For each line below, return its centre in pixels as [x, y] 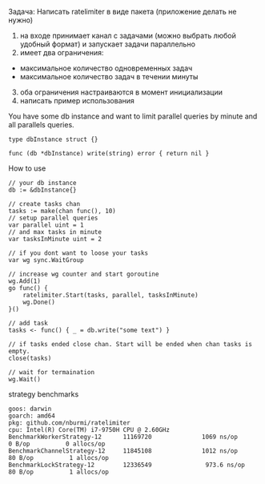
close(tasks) [30, 358]
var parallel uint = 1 [46, 225]
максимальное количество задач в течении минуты [109, 77]
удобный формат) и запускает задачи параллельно [108, 44]
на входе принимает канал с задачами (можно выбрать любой [128, 36]
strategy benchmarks [44, 394]
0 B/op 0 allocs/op [57, 444]
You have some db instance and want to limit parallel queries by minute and [133, 116]
